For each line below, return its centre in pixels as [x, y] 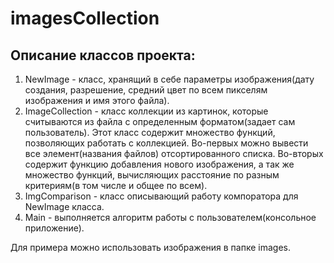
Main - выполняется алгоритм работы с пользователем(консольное [170, 217]
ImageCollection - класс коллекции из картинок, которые [146, 111]
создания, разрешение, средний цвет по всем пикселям [146, 90]
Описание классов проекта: [103, 55]
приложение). [54, 228]
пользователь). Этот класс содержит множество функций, [150, 132]
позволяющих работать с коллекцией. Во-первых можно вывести [166, 143]
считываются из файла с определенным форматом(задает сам [160, 121]
